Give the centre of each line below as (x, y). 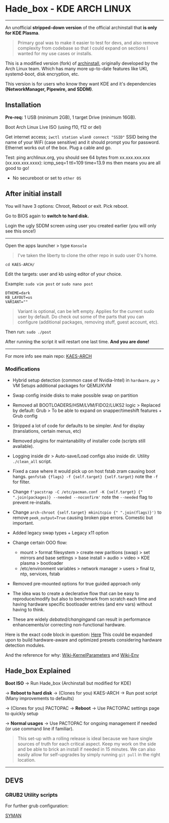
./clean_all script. (32, 461)
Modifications (23, 369)
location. (27, 760)
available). (23, 446)
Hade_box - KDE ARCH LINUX (68, 9)
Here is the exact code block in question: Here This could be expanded (79, 634)
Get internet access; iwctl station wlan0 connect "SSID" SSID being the (81, 136)
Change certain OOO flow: (40, 542)
